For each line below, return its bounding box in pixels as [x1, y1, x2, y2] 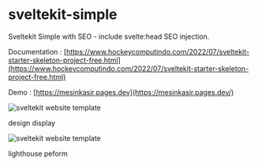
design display [8, 118, 56, 127]
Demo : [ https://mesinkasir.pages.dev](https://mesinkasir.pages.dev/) [8, 87, 234, 96]
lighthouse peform [8, 149, 69, 158]
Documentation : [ [8, 47, 67, 56]
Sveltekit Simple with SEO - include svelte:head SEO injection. [8, 32, 210, 41]
